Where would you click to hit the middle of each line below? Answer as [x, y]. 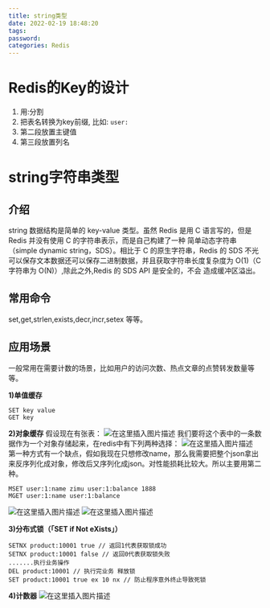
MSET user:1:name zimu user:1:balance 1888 [82, 489]
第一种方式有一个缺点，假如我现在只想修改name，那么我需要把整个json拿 [130, 453]
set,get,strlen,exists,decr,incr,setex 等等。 [78, 319]
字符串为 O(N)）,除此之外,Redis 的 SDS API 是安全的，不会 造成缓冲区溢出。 [134, 271]
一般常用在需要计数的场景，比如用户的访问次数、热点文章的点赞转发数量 [128, 368]
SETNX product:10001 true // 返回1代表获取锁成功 [88, 545]
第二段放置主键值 [48, 132]
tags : [17, 31]
